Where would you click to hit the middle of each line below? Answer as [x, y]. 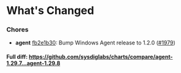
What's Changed [50, 11]
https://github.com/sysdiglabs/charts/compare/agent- [101, 57]
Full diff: [17, 57]
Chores [17, 30]
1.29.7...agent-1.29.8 [33, 63]
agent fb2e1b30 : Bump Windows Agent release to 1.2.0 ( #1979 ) [95, 43]
